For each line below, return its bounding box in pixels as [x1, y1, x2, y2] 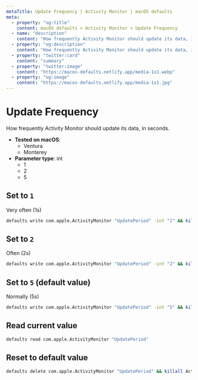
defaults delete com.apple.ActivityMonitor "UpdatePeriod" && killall [6, 368, 183, 374]
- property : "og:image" [11, 74, 70, 80]
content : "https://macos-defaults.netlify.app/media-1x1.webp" [16, 69, 176, 75]
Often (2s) [6, 250, 31, 257]
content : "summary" [16, 58, 65, 64]
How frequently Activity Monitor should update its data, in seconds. [6, 124, 170, 131]
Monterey [23, 148, 47, 156]
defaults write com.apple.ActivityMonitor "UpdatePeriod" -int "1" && [6, 217, 183, 224]
